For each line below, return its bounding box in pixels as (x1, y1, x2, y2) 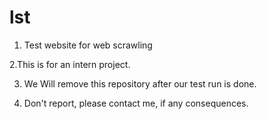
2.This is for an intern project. (9, 58, 131, 70)
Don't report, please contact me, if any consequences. (23, 97, 249, 109)
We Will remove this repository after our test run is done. (23, 77, 257, 90)
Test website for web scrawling (23, 39, 153, 51)
